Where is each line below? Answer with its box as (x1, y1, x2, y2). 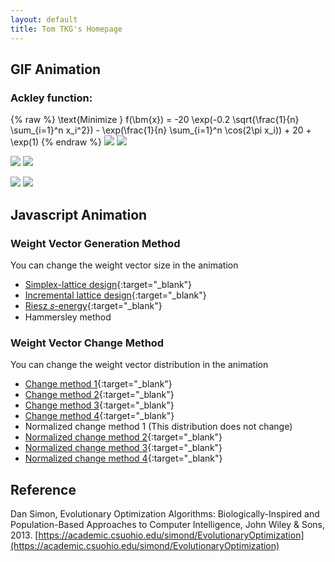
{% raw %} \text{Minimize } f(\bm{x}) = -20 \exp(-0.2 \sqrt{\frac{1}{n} (10, 114, 300, 126)
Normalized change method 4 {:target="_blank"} (24, 452, 223, 465)
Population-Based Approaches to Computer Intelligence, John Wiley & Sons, (10, 518, 325, 530)
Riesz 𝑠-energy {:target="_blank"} (24, 299, 163, 311)
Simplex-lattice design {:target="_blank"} (24, 278, 193, 290)
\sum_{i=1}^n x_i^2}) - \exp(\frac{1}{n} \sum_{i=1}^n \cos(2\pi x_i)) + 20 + (10, 124, 312, 136)
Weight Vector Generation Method (10, 236, 181, 250)
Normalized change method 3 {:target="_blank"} (24, 442, 223, 454)
